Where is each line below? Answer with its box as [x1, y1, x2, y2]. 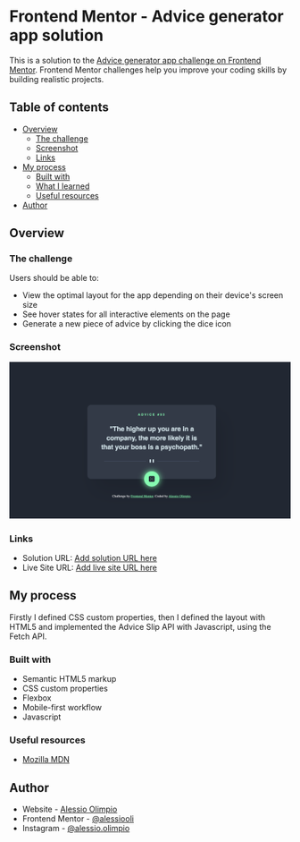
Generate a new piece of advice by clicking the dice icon [21, 319, 232, 329]
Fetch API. [9, 631, 47, 642]
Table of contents [9, 100, 109, 115]
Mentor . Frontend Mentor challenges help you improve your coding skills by [9, 64, 287, 75]
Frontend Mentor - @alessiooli [21, 813, 134, 824]
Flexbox [21, 693, 52, 703]
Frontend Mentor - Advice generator [9, 6, 284, 27]
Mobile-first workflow [21, 702, 103, 713]
